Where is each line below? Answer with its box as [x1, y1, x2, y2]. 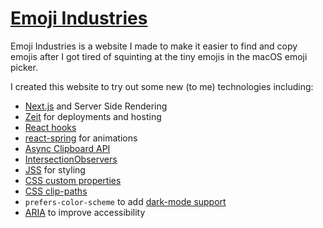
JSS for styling [24, 163, 86, 176]
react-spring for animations [24, 132, 138, 144]
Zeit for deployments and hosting [24, 110, 162, 122]
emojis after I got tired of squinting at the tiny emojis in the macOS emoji [10, 50, 308, 62]
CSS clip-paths [24, 185, 88, 197]
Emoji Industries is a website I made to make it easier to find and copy [10, 40, 298, 52]
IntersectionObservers [24, 153, 118, 165]
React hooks [24, 121, 77, 133]
